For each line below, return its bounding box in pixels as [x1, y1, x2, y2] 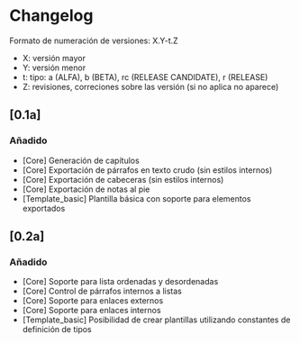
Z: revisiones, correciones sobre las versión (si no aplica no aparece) [22, 81, 279, 92]
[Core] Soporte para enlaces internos [22, 305, 161, 316]
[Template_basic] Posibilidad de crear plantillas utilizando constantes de [22, 314, 291, 325]
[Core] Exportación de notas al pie [22, 184, 150, 194]
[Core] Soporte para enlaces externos [22, 295, 164, 306]
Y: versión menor [22, 62, 86, 73]
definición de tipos [22, 324, 92, 335]
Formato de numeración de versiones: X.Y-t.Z [9, 35, 178, 46]
